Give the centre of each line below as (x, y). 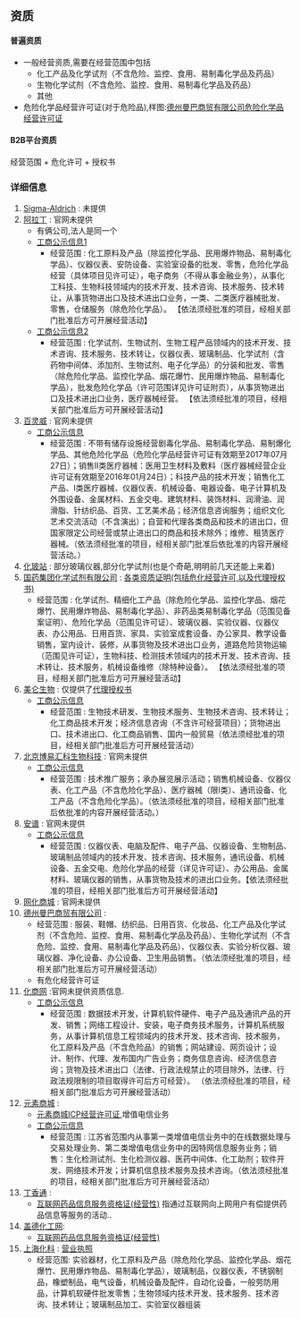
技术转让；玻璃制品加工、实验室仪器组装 (127, 1305)
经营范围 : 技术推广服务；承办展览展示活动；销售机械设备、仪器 (167, 779)
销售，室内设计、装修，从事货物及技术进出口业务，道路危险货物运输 (162, 645)
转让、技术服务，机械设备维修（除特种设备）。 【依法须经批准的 (161, 667)
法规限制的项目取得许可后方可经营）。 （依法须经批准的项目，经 (174, 1081)
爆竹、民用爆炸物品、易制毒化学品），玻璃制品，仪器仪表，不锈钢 (156, 1271)
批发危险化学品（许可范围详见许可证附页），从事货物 (173, 387)
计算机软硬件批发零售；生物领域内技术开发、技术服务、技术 (162, 1293)
